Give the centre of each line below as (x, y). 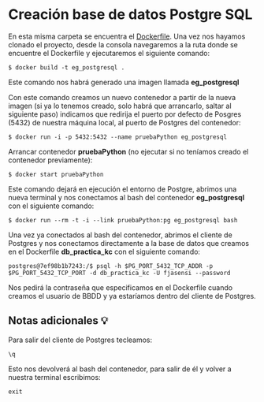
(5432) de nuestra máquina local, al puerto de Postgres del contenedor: (125, 122)
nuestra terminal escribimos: (54, 377)
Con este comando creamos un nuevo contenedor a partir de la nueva (122, 97)
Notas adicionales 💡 (58, 321)
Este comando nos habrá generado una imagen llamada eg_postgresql (124, 82)
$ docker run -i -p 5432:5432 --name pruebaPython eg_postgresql (117, 137)
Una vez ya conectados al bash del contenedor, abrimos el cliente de (120, 235)
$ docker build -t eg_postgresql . (67, 67)
